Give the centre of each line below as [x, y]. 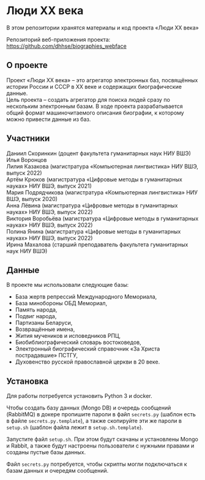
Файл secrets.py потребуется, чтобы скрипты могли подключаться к [97, 464]
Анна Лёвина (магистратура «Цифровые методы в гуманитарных [92, 205]
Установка [28, 381]
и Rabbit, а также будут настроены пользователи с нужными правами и [100, 446]
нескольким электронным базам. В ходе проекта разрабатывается [95, 106]
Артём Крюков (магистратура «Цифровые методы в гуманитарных [94, 179]
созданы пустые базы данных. [46, 452]
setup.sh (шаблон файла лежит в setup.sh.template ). [75, 427]
